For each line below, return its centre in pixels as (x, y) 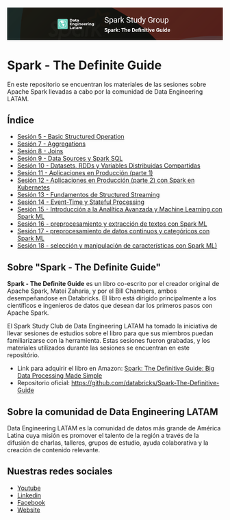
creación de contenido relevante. (54, 450)
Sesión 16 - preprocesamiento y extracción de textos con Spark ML (112, 224)
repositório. (23, 355)
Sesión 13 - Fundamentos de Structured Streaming (88, 195)
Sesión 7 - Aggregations (51, 144)
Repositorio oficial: (43, 383)
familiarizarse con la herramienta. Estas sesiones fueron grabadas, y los (109, 341)
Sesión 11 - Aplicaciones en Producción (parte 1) (85, 173)
